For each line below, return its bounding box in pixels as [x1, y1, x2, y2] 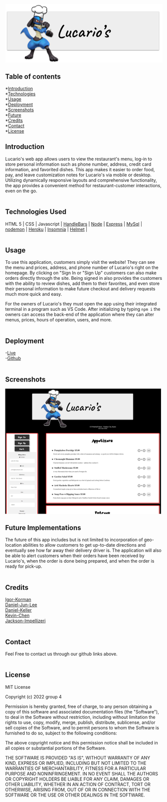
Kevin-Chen [5, 612, 30, 619]
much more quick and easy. [5, 291, 62, 297]
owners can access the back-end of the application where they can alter [5, 311, 155, 317]
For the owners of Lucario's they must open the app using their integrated [5, 301, 157, 307]
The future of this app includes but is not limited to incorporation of [5, 537, 143, 543]
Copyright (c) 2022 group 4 [5, 693, 62, 699]
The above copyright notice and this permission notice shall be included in [5, 739, 158, 745]
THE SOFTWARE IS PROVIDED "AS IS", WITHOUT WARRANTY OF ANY [5, 754, 151, 760]
